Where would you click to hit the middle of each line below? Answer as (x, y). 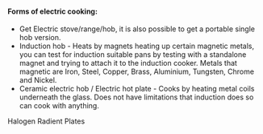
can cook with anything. (59, 106)
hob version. (40, 38)
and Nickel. (38, 80)
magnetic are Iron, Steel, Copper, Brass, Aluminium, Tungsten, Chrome (137, 71)
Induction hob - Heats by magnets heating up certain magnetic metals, (137, 46)
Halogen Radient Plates (46, 121)
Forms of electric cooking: (53, 11)
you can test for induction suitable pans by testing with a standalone (133, 55)
